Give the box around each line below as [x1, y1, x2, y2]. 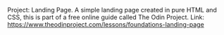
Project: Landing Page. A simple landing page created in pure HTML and [7, 6, 217, 14]
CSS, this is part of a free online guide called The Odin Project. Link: [7, 13, 205, 21]
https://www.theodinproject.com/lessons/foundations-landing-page [7, 21, 204, 28]
